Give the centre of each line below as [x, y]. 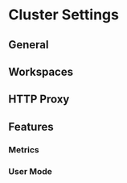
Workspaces [41, 71]
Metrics [24, 149]
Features [31, 127]
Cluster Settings [63, 15]
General [29, 45]
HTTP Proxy [39, 100]
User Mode [30, 171]
